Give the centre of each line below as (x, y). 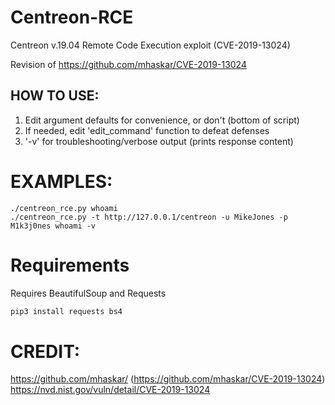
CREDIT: (45, 351)
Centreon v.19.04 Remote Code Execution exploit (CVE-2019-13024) (150, 45)
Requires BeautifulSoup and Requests (88, 293)
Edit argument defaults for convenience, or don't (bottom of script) (162, 120)
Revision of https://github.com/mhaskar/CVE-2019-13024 (128, 64)
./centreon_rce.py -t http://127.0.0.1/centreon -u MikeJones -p (149, 217)
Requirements (70, 265)
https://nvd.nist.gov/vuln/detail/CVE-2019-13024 (110, 390)
